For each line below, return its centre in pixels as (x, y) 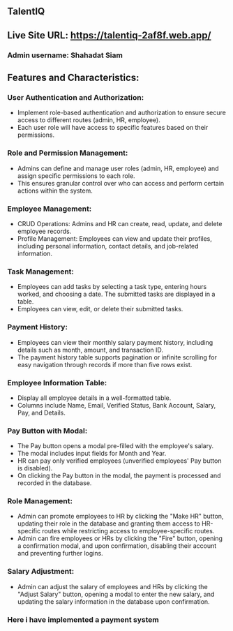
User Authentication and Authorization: (76, 98)
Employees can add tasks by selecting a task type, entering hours (112, 287)
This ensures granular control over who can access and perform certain (121, 183)
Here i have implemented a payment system (83, 619)
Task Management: (41, 272)
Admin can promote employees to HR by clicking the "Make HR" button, (120, 517)
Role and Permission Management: (68, 153)
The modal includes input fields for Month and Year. (92, 454)
